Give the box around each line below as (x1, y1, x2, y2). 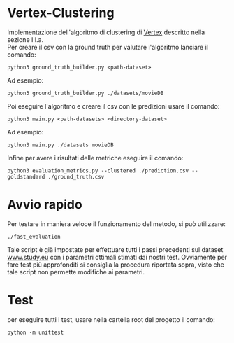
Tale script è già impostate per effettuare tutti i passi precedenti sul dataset (7, 245, 224, 253)
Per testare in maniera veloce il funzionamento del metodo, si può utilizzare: (7, 219, 226, 228)
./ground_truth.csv (47, 173, 105, 180)
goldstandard (7, 173, 45, 180)
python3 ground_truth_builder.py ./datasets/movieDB (7, 90, 164, 97)
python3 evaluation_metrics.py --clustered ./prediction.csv (7, 167, 189, 174)
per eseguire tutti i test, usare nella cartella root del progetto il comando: (7, 315, 215, 323)
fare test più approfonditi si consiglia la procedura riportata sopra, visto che (7, 260, 225, 269)
